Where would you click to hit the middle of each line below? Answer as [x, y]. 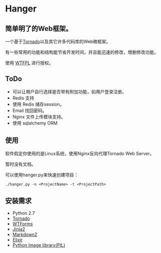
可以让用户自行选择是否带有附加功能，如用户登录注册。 [69, 91]
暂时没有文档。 [20, 164]
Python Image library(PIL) [39, 245]
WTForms [22, 224]
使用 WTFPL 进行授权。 [29, 63]
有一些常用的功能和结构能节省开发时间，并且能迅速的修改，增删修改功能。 [82, 52]
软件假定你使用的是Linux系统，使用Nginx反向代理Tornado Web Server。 [80, 153]
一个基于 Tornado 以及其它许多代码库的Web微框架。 [58, 41]
